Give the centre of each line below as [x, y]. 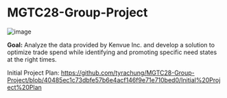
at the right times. [32, 59]
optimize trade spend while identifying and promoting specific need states [112, 52]
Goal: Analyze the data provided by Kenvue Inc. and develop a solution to [111, 45]
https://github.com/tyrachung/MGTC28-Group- [128, 73]
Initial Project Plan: [33, 73]
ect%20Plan [25, 87]
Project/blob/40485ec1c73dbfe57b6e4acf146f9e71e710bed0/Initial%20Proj [114, 79]
